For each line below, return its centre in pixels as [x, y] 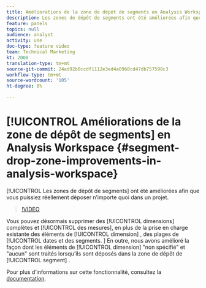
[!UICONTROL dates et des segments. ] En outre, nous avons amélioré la [98, 240]
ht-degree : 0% [25, 86]
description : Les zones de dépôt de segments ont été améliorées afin [98, 18]
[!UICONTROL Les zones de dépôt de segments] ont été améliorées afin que [103, 191]
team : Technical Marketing [41, 52]
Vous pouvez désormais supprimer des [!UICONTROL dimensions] [90, 221]
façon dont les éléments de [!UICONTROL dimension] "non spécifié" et [96, 247]
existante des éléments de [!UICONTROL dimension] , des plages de [93, 234]
